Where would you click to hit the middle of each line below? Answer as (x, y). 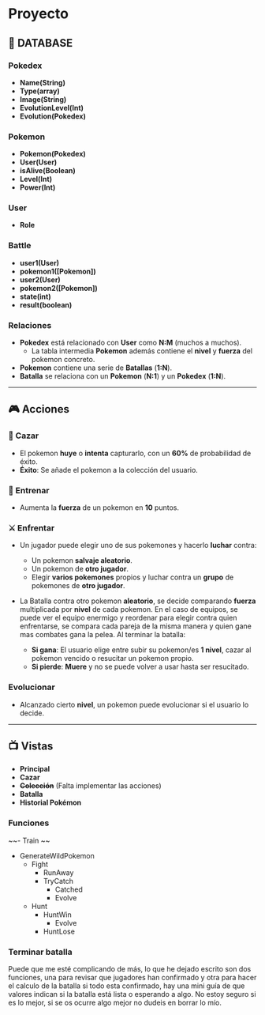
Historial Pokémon (50, 802)
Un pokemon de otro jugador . (80, 569)
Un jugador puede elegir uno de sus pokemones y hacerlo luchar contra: (138, 545)
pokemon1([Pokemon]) (58, 271)
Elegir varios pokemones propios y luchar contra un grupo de (132, 577)
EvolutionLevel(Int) (52, 108)
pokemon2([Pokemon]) (59, 288)
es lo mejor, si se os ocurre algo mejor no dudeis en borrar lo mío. (115, 1003)
